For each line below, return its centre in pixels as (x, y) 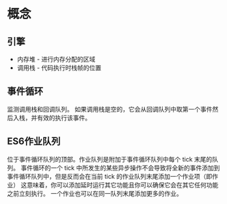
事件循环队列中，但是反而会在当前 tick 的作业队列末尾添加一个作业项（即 (110, 176)
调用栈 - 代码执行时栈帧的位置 (59, 68)
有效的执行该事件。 (64, 118)
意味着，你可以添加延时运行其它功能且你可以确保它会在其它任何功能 (122, 185)
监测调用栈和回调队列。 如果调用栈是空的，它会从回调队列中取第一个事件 (110, 109)
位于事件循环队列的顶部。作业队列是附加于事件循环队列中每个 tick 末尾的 (110, 159)
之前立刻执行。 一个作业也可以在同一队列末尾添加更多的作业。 (95, 193)
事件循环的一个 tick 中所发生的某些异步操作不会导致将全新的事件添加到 (120, 168)
